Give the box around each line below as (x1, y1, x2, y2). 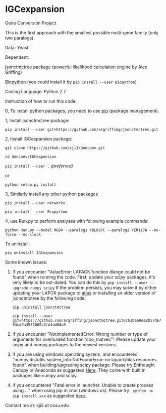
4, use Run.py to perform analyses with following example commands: (5, 218, 149, 224)
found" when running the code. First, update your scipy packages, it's (12, 274, 155, 280)
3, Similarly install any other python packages (5, 191, 98, 197)
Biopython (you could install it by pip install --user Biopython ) (5, 79, 137, 85)
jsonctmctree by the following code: (12, 295, 86, 301)
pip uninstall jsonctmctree (12, 305, 70, 310)
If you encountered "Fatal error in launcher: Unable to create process (12, 382, 154, 388)
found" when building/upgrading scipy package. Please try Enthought (12, 362, 155, 368)
